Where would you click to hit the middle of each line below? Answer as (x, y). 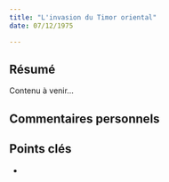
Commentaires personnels (84, 119)
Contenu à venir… (41, 91)
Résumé (32, 69)
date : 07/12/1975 (41, 26)
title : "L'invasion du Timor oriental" (83, 17)
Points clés (40, 149)
